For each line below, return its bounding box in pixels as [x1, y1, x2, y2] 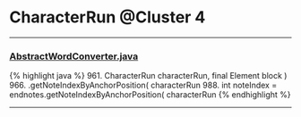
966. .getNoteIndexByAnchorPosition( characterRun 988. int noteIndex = [9, 79, 278, 91]
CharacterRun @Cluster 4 [9, 7, 206, 28]
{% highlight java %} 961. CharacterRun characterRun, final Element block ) [9, 71, 288, 81]
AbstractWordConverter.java [9, 50, 139, 63]
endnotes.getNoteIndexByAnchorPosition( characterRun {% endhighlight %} [9, 89, 291, 100]
